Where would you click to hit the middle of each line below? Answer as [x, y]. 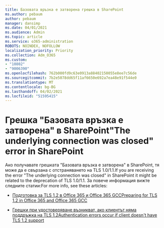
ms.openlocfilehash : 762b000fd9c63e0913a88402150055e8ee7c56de [71, 73]
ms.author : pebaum [24, 14]
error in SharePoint [44, 151]
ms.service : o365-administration [39, 42]
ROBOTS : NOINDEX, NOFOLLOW [33, 46]
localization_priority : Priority [39, 50]
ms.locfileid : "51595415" [31, 96]
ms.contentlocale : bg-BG [30, 87]
